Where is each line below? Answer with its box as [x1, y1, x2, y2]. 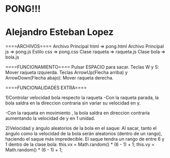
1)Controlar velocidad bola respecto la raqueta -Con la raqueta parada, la [5, 95, 159, 101]
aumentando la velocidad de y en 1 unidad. [5, 115, 95, 121]
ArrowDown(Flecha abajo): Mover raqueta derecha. [5, 75, 114, 81]
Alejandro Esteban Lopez [5, 27, 114, 38]
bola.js [5, 54, 19, 60]
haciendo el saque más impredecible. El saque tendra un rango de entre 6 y [5, 136, 165, 142]
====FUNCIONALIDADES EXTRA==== [5, 85, 87, 91]
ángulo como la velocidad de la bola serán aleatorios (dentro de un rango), [5, 130, 162, 137]
